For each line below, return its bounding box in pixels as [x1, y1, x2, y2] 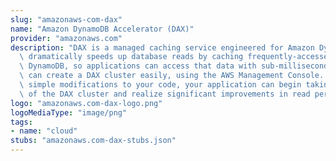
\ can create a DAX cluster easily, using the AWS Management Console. [19, 71, 325, 81]
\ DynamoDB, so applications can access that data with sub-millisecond [19, 61, 329, 71]
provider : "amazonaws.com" [10, 33, 123, 43]
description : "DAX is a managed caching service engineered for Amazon [10, 42, 315, 53]
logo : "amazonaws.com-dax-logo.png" [10, 98, 163, 108]
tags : [10, 117, 33, 127]
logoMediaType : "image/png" [10, 107, 128, 118]
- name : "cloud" [10, 126, 78, 136]
